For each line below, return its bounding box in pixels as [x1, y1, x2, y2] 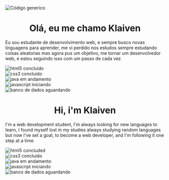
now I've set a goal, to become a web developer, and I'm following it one [13, 132, 164, 138]
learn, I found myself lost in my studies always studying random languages [5, 127, 161, 133]
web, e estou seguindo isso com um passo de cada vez [5, 55, 121, 61]
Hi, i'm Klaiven [54, 104, 116, 116]
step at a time [5, 137, 34, 143]
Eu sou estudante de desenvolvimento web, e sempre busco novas [5, 39, 145, 45]
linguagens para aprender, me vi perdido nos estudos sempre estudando [5, 45, 157, 51]
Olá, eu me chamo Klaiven [29, 23, 141, 34]
